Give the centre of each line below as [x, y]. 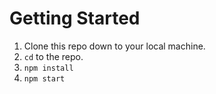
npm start [44, 78]
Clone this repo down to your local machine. [114, 46]
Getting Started [75, 18]
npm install [48, 68]
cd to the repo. [53, 56]
